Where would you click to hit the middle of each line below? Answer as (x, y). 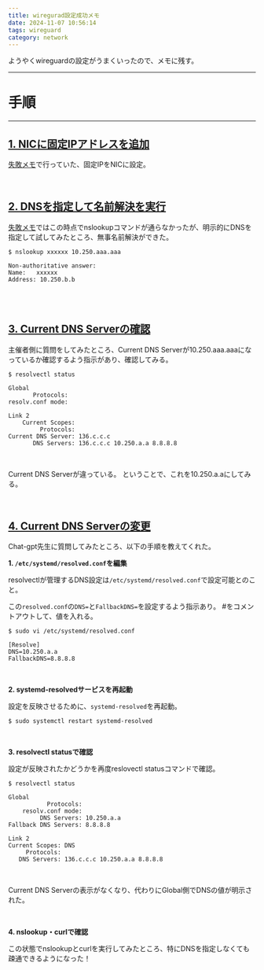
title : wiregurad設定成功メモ (54, 15)
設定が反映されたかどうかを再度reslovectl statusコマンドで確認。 (114, 769)
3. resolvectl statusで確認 (51, 752)
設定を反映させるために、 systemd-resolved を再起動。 (95, 706)
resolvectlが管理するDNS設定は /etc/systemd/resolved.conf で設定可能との (128, 580)
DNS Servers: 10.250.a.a (81, 818)
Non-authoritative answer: (52, 266)
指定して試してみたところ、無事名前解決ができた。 (91, 237)
